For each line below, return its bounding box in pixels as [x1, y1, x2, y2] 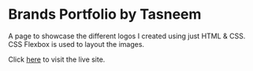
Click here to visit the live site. [8, 55, 106, 64]
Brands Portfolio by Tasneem [8, 5, 202, 23]
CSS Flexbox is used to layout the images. [8, 39, 144, 48]
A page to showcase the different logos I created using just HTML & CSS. [8, 31, 246, 41]
